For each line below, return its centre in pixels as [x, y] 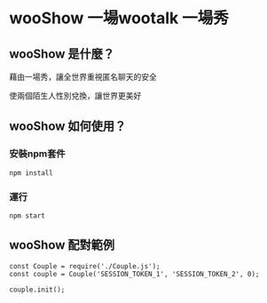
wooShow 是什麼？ [62, 54]
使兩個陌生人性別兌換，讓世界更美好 [75, 96]
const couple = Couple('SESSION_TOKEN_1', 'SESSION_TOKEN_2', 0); [134, 274]
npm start [27, 215]
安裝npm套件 [37, 154]
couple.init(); [37, 290]
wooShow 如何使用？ [68, 127]
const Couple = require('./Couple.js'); [85, 266]
